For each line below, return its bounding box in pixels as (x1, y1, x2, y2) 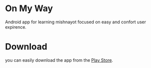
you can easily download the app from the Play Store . (5, 57, 113, 63)
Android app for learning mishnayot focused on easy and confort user (5, 19, 146, 25)
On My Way (5, 3, 53, 14)
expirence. (5, 24, 27, 30)
